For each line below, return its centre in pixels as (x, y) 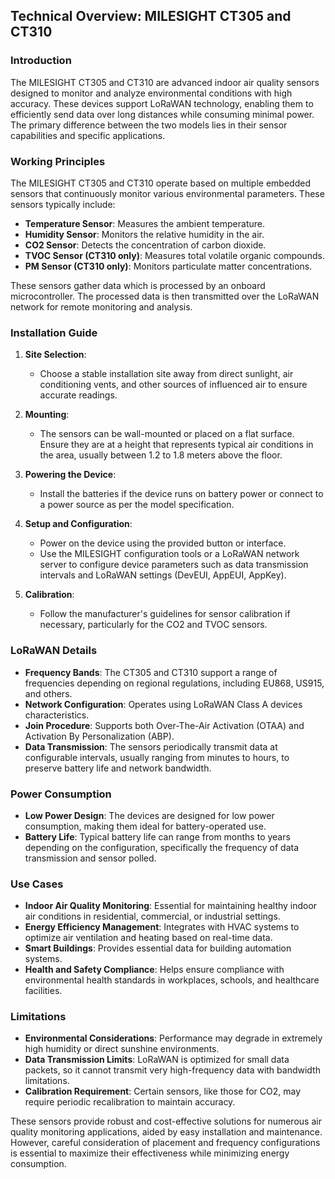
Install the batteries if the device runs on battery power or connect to (181, 494)
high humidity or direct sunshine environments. (122, 1049)
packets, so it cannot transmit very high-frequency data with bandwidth (172, 1070)
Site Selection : (55, 355)
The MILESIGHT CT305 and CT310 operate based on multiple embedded (160, 183)
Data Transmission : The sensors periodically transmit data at (151, 746)
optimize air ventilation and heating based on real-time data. (148, 938)
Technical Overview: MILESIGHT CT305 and (151, 16)
